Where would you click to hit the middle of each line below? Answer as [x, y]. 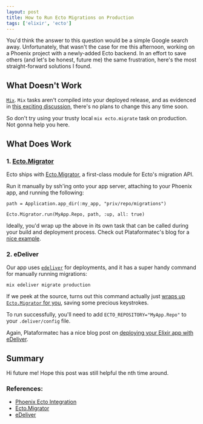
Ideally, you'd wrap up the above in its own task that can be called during [98, 225]
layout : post [23, 12]
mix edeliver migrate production [48, 285]
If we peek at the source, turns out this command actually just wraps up [96, 296]
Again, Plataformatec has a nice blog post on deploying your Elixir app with [100, 333]
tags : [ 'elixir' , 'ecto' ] [39, 23]
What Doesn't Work [44, 85]
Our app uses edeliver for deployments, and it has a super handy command [101, 267]
